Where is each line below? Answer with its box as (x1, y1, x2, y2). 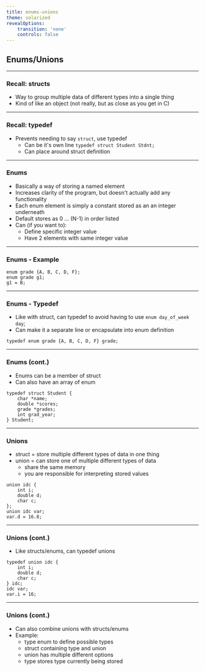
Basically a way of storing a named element (15, 182, 125, 190)
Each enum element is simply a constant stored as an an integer (15, 202, 176, 209)
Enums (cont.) (6, 358, 49, 367)
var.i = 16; (6, 591, 37, 598)
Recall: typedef (6, 121, 53, 129)
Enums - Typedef (6, 300, 59, 308)
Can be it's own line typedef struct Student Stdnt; (24, 141, 155, 148)
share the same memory (24, 464, 86, 471)
